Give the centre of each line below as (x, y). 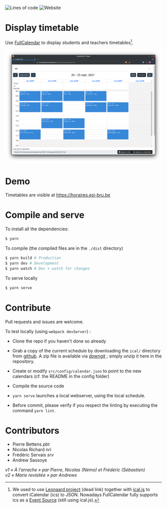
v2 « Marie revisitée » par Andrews (41, 475)
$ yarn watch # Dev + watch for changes (48, 268)
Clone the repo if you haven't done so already (59, 341)
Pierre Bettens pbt (31, 444)
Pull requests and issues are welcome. (44, 322)
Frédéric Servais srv (33, 455)
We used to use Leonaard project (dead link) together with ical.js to (81, 490)
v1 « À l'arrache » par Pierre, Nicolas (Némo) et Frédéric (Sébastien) (75, 470)
